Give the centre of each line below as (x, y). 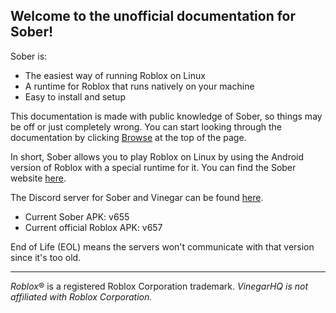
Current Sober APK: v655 (77, 216)
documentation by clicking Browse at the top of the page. (128, 137)
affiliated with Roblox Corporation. (81, 296)
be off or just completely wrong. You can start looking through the (146, 126)
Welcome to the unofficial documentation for (153, 16)
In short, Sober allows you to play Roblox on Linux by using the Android (157, 156)
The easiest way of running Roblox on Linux (115, 75)
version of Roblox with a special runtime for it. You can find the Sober (153, 167)
